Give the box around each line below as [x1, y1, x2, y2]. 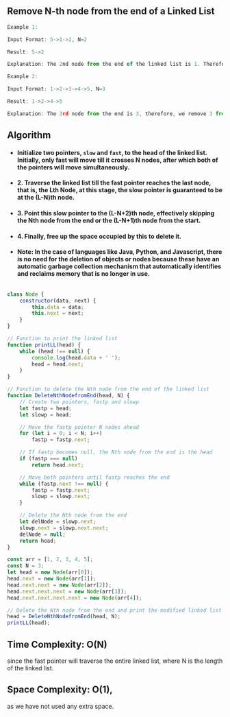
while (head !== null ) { [19, 348, 90, 355]
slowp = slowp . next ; [31, 493, 90, 500]
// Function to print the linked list [7, 336, 118, 342]
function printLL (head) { [7, 341, 81, 349]
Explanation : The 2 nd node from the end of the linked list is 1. [7, 61, 201, 68]
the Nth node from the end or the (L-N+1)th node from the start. [16, 216, 201, 224]
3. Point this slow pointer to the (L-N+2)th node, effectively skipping [16, 209, 215, 217]
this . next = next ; [31, 310, 84, 317]
